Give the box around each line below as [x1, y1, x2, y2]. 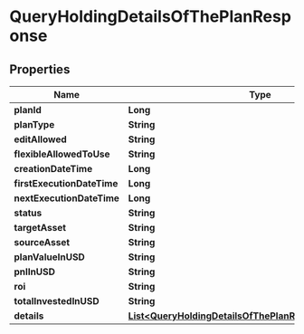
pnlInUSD [14, 265, 56, 278]
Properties [9, 62, 71, 77]
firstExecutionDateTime [14, 177, 119, 189]
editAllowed [14, 133, 68, 146]
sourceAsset [14, 236, 71, 248]
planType [14, 119, 55, 130]
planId [14, 104, 43, 116]
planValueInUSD [14, 251, 86, 263]
